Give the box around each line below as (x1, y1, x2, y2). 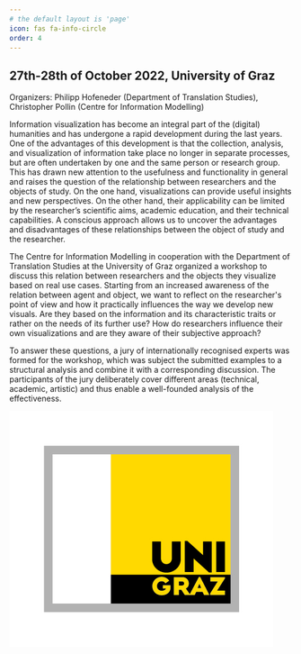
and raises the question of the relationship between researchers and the (9, 177, 277, 187)
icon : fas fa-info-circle (9, 23, 106, 33)
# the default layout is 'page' (9, 14, 130, 23)
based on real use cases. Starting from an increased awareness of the (9, 280, 270, 291)
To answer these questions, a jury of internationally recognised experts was (9, 345, 290, 356)
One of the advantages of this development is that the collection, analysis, (9, 138, 284, 149)
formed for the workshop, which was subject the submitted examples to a (9, 355, 282, 366)
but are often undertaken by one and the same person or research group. (9, 158, 280, 168)
